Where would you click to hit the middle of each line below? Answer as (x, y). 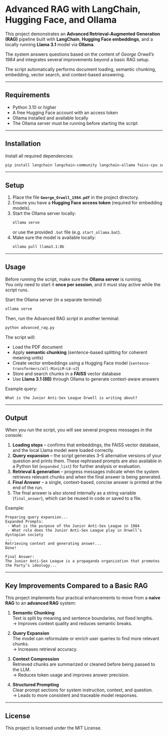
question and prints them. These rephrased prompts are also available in (87, 461)
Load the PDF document (37, 347)
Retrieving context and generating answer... (53, 544)
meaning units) (28, 357)
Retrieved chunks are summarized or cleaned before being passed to (84, 664)
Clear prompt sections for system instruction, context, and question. (83, 690)
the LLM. (21, 670)
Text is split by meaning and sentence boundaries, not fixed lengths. (83, 618)
